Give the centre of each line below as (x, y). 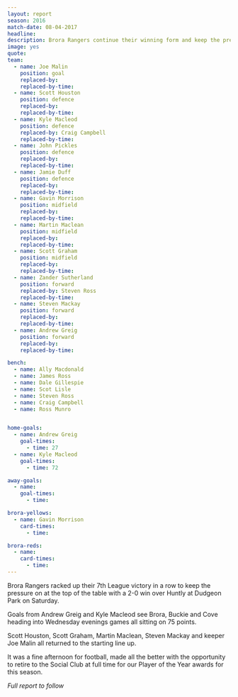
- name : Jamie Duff (42, 172)
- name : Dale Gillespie (49, 383)
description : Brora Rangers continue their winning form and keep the (114, 40)
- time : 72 (42, 468)
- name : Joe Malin (41, 67)
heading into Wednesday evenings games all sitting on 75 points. (102, 622)
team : (15, 60)
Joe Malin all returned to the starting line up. (72, 643)
